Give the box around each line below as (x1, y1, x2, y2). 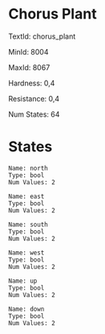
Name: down (8, 305, 45, 313)
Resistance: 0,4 (8, 93, 60, 103)
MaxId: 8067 (8, 62, 50, 72)
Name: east (8, 192, 45, 200)
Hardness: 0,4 (8, 78, 55, 88)
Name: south (8, 221, 48, 229)
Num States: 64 (8, 109, 60, 119)
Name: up (8, 277, 38, 285)
